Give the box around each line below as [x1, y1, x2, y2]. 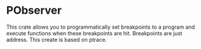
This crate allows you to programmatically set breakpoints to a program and [6, 23, 196, 30]
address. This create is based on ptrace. [6, 36, 107, 43]
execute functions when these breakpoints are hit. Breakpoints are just [6, 29, 183, 36]
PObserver [6, 4, 62, 17]
